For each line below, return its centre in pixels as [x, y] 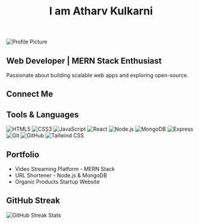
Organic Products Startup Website [57, 182]
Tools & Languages [43, 115]
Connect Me [30, 94]
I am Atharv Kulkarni [101, 11]
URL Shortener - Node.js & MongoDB [61, 175]
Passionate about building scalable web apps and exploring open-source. [97, 75]
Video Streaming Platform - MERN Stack [65, 169]
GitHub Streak [33, 201]
